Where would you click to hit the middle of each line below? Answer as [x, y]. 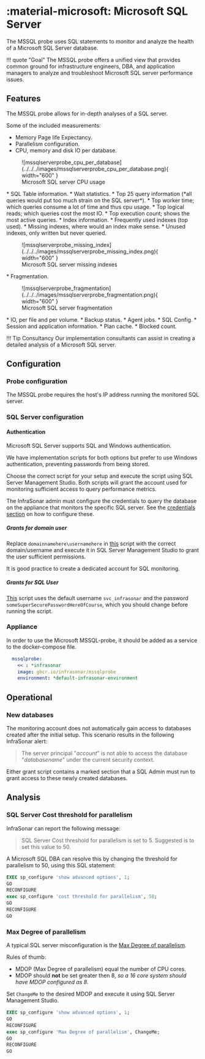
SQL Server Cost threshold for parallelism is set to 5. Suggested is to [108, 840]
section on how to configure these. [50, 514]
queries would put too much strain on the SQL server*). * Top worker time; [100, 200]
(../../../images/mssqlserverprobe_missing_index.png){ [90, 251]
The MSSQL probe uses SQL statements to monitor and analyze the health [100, 41]
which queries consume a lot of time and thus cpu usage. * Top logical [95, 206]
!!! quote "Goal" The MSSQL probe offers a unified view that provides [93, 60]
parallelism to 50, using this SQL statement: [61, 865]
